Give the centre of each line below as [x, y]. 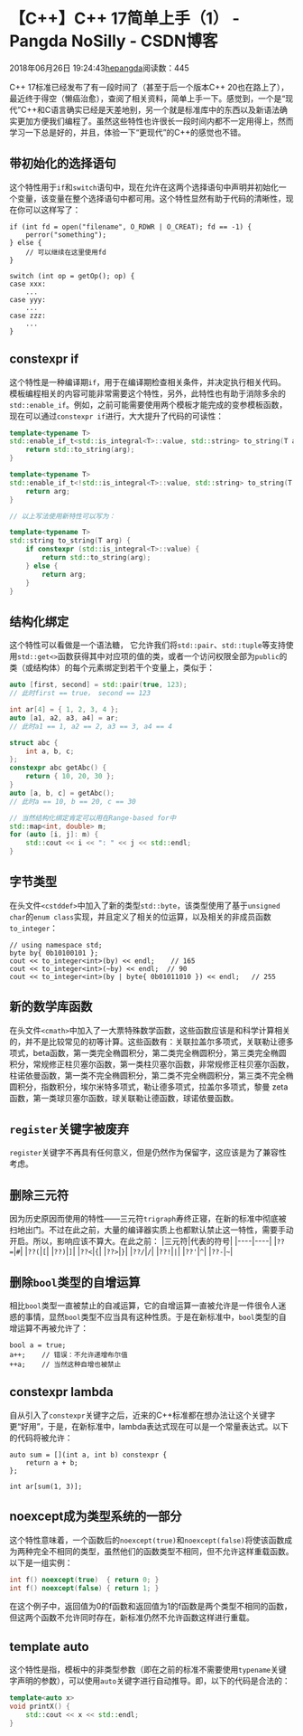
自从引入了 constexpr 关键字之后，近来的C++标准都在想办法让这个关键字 [142, 1415]
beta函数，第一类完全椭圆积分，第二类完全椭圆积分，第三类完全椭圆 [160, 1052]
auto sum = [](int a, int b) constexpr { [88, 1455]
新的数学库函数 [51, 1007]
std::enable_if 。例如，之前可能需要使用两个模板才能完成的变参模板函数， [148, 404]
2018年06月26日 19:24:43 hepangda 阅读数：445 [99, 68]
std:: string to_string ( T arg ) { [70, 541]
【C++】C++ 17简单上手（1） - [125, 19]
